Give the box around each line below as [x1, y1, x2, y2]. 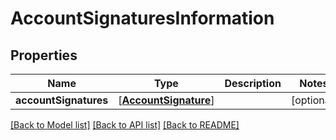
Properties [10, 47, 78, 64]
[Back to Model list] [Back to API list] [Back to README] [10, 119, 240, 131]
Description [224, 77, 282, 90]
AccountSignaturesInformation [10, 7, 275, 30]
